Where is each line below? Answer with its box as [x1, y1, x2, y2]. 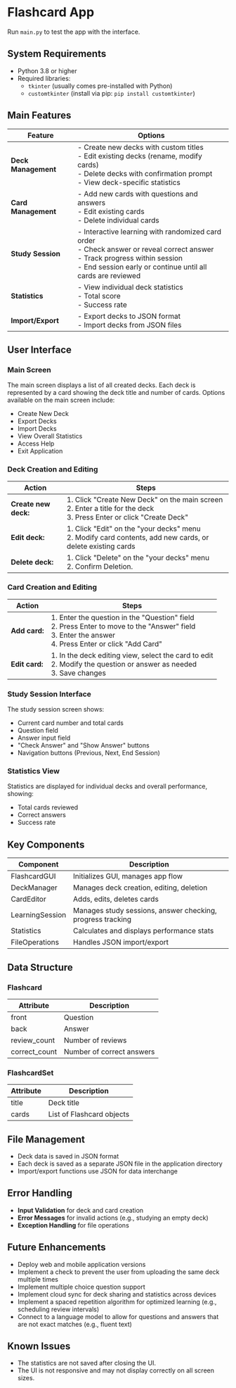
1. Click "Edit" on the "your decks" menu [66, 524, 202, 534]
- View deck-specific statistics [77, 177, 181, 187]
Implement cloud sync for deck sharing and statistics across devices [17, 1289, 216, 1299]
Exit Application [17, 447, 63, 455]
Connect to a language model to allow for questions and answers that [17, 1312, 219, 1320]
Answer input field [17, 733, 71, 743]
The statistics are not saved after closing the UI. [17, 1359, 157, 1368]
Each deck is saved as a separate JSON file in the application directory [17, 1159, 223, 1168]
